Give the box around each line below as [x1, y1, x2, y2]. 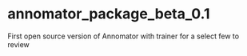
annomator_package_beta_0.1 [7, 5, 210, 23]
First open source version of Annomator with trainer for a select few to [7, 31, 240, 41]
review [7, 39, 30, 49]
